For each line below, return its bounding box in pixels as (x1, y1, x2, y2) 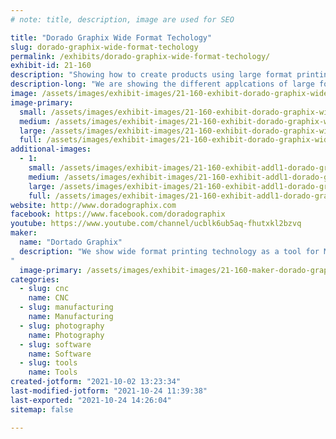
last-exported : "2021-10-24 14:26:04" (10, 395, 172, 405)
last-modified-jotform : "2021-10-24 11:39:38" (10, 386, 208, 396)
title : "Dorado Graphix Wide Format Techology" (10, 32, 213, 43)
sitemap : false (10, 404, 74, 415)
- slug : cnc (19, 284, 70, 294)
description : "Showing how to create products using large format (10, 70, 293, 80)
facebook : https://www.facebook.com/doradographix (10, 209, 226, 220)
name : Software (28, 349, 92, 359)
